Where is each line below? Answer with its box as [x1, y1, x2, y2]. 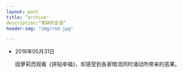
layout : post [6, 8, 39, 15]
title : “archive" [6, 14, 50, 20]
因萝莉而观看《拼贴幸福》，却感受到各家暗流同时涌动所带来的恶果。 [14, 60, 181, 68]
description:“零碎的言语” [6, 20, 66, 26]
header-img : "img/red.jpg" [6, 25, 74, 32]
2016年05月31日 [14, 48, 55, 55]
